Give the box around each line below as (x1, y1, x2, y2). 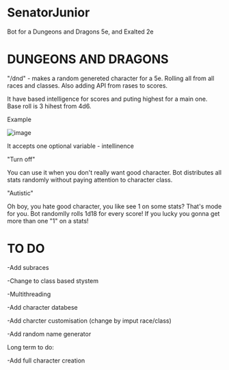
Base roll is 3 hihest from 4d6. (7, 101, 92, 110)
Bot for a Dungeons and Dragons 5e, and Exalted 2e (7, 27, 154, 36)
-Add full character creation (7, 356, 85, 365)
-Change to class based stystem (7, 276, 99, 285)
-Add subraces (7, 263, 49, 271)
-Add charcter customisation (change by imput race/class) (7, 317, 172, 325)
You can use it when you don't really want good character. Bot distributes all (7, 168, 222, 176)
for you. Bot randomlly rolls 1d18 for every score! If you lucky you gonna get (7, 209, 220, 217)
